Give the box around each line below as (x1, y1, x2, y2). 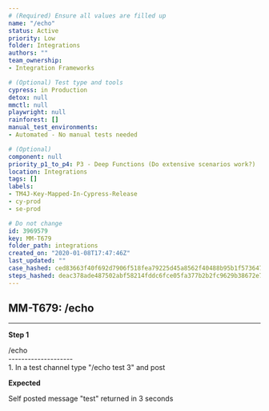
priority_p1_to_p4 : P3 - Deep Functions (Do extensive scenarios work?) (8, 160, 256, 169)
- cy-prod (8, 197, 42, 205)
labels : (8, 182, 34, 191)
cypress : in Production (8, 86, 88, 94)
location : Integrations (8, 168, 88, 176)
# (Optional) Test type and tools (8, 78, 124, 87)
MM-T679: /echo (8, 302, 94, 315)
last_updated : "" (8, 257, 66, 265)
